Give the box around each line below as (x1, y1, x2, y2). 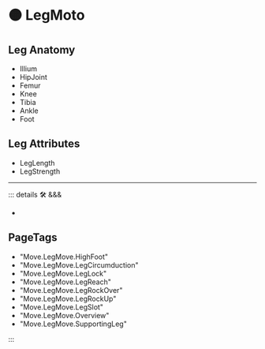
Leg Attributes (8, 137, 80, 151)
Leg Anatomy (8, 43, 76, 56)
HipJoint (19, 73, 47, 81)
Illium (19, 64, 38, 73)
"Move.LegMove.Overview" (19, 310, 110, 320)
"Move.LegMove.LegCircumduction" (19, 260, 139, 269)
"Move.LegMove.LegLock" (19, 268, 107, 278)
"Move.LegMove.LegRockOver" (19, 285, 123, 295)
